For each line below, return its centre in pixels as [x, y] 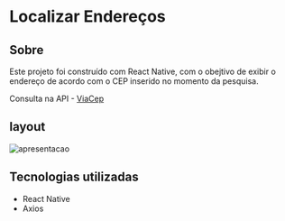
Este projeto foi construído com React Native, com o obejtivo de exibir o [143, 71]
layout [28, 127]
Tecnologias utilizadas [74, 177]
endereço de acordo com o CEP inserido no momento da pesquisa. [134, 81]
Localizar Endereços [88, 17]
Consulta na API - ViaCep [57, 98]
